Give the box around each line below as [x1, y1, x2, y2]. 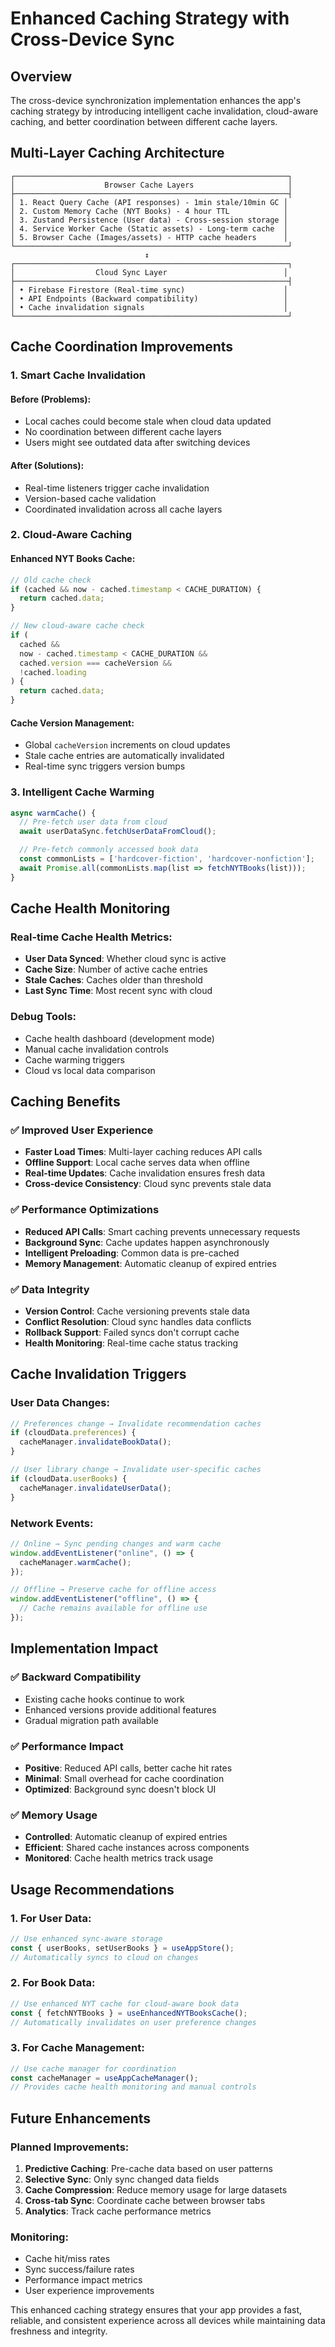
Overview [10, 68, 73, 85]
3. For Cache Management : [10, 2041, 145, 2055]
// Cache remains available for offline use [19, 1603, 208, 1614]
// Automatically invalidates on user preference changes [10, 2017, 257, 2027]
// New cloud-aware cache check [10, 621, 145, 631]
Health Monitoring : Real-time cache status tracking [24, 1337, 239, 1349]
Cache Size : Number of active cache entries [24, 963, 208, 976]
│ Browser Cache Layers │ [10, 180, 293, 190]
